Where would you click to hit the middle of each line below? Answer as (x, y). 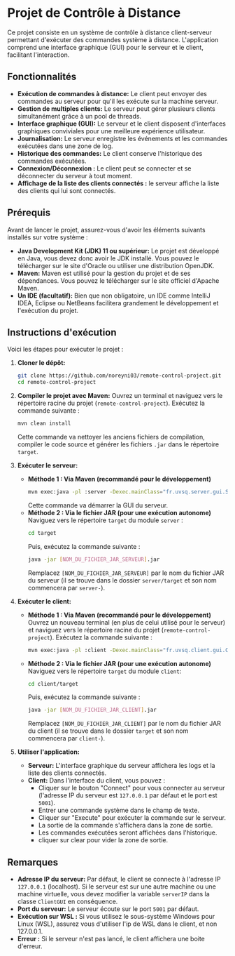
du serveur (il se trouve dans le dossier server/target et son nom (122, 580)
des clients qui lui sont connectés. (66, 190)
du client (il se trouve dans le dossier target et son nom (108, 731)
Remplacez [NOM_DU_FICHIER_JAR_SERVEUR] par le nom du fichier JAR (126, 573)
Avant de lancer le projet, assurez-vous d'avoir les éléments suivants (106, 230)
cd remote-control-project (57, 383)
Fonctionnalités (42, 77)
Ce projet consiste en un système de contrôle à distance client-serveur (109, 32)
